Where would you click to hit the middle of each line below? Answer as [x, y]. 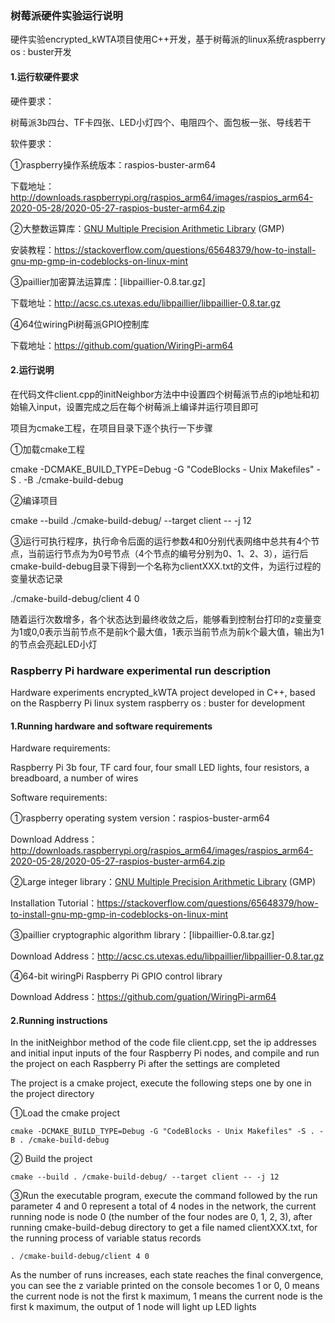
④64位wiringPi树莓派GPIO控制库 [80, 324]
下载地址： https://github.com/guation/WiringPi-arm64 [122, 345]
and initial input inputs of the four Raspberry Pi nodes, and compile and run [165, 1053]
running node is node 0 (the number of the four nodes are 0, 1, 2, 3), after [161, 1217]
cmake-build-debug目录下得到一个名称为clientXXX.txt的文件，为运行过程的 [166, 566]
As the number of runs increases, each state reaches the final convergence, [167, 1275]
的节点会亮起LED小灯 [54, 644]
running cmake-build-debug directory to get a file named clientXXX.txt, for [164, 1228]
